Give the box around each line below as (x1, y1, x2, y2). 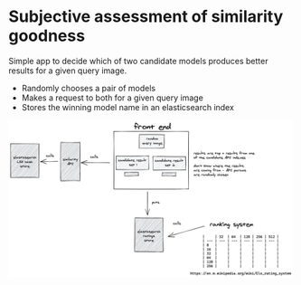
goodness (8, 25, 86, 46)
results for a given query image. (8, 65, 127, 76)
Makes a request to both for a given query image (21, 92, 204, 103)
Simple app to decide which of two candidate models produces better (8, 55, 268, 66)
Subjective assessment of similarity (8, 6, 284, 27)
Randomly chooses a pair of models (21, 82, 155, 93)
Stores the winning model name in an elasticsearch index (21, 101, 234, 112)
